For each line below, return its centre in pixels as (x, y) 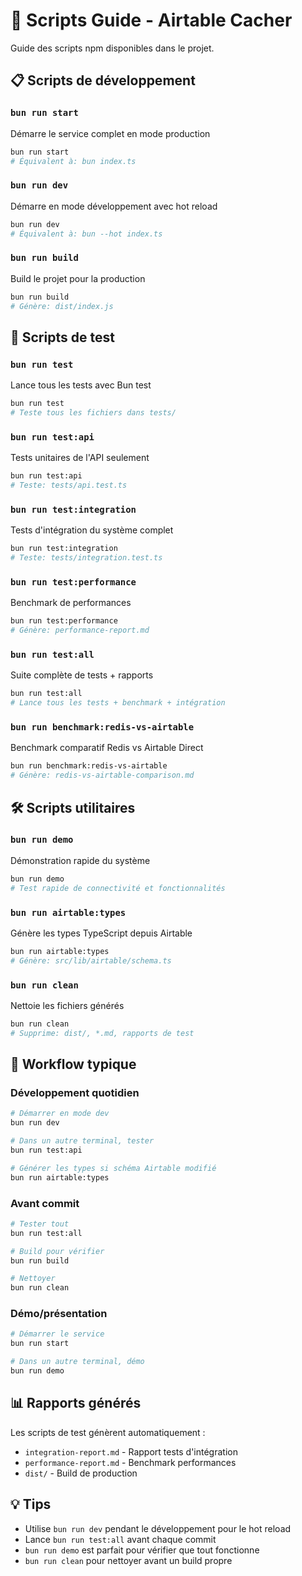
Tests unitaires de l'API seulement (80, 458)
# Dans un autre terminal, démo (77, 1362)
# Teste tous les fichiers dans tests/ (93, 413)
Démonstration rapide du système (80, 860)
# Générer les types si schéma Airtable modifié (113, 1168)
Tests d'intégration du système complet (92, 530)
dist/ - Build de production (81, 1473)
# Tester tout (40, 1224)
